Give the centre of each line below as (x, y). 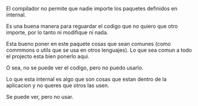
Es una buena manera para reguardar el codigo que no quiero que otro (92, 26)
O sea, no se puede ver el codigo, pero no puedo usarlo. (75, 68)
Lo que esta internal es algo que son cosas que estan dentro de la (87, 79)
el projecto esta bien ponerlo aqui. (48, 56)
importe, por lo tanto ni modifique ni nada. (57, 32)
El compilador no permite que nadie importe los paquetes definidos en (92, 9)
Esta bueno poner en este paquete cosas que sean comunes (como (89, 44)
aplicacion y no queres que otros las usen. (58, 85)
